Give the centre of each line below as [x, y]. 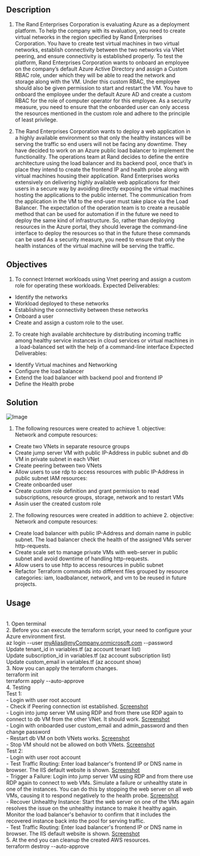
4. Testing [19, 687]
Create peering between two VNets [59, 466]
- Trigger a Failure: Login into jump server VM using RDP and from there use [100, 776]
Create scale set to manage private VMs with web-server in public [96, 553]
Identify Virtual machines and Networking [66, 365]
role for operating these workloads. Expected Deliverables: [87, 285]
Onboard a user [34, 316]
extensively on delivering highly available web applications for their [97, 182]
